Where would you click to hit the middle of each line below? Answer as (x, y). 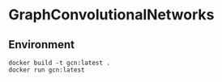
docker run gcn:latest (47, 70)
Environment (42, 45)
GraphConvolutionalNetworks (111, 15)
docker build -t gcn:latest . (60, 63)
